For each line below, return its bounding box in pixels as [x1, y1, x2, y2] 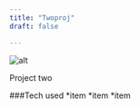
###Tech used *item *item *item [9, 90, 131, 101]
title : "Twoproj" [9, 13, 75, 23]
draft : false [9, 22, 59, 31]
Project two [9, 72, 53, 83]
